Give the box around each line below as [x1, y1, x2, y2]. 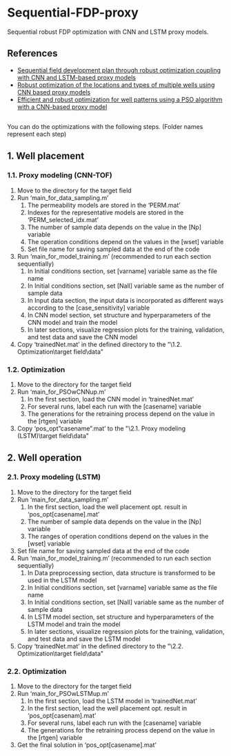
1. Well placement [7, 150, 85, 161]
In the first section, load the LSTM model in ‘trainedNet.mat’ [27, 697, 197, 705]
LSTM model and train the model [27, 619, 121, 628]
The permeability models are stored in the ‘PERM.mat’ [27, 201, 181, 209]
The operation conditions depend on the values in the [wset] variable [27, 237, 224, 246]
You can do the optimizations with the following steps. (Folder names [7, 123, 203, 131]
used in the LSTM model [27, 576, 97, 584]
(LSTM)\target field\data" [17, 432, 90, 440]
